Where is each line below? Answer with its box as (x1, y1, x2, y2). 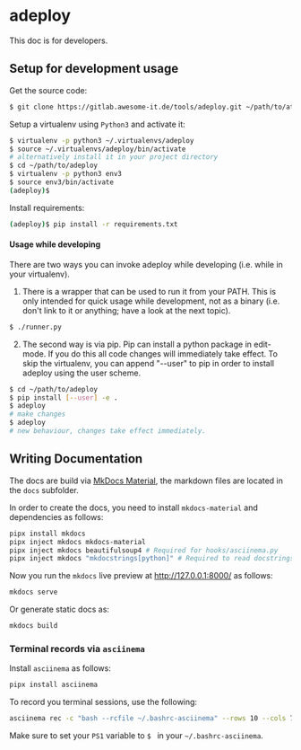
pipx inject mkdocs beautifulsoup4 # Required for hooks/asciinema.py (9, 545, 279, 555)
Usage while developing (9, 239, 101, 250)
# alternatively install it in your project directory (9, 153, 219, 162)
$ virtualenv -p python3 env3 (9, 170, 123, 179)
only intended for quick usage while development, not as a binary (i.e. (21, 296, 280, 306)
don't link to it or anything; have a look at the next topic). (21, 304, 231, 315)
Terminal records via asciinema (9, 642, 145, 655)
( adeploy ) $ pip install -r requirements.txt (9, 219, 178, 229)
